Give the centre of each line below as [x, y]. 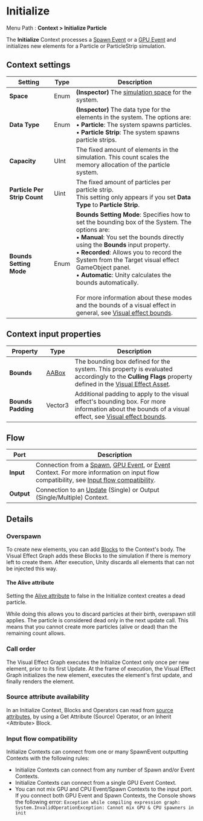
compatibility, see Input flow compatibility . [96, 480]
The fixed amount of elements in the [127, 149]
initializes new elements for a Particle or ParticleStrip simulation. [86, 46]
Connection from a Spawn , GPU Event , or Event [103, 465]
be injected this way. [32, 568]
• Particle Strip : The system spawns [128, 132]
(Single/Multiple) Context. [72, 498]
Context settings [38, 65]
